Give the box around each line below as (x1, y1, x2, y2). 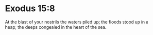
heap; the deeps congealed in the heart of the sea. (5, 24, 107, 30)
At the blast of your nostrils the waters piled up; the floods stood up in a (5, 19, 149, 25)
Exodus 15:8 (5, 3, 55, 14)
